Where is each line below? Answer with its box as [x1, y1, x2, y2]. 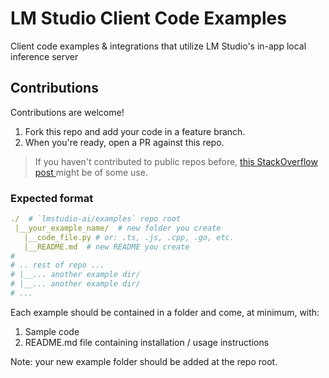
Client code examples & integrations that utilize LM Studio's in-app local [10, 40, 307, 52]
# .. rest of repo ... [10, 260, 105, 271]
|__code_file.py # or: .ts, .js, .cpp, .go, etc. [23, 232, 235, 242]
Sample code [24, 325, 80, 337]
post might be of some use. [34, 166, 148, 178]
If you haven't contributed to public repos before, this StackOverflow [34, 155, 318, 167]
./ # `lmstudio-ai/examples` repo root [10, 214, 182, 224]
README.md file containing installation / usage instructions [24, 336, 270, 348]
